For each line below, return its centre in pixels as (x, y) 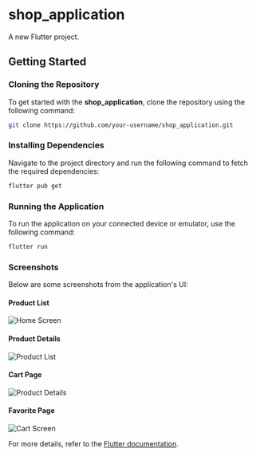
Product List (29, 303)
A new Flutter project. (44, 37)
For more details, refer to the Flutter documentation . (94, 443)
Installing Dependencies (57, 145)
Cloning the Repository (54, 85)
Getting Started (47, 62)
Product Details (35, 338)
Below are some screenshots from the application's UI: (98, 285)
